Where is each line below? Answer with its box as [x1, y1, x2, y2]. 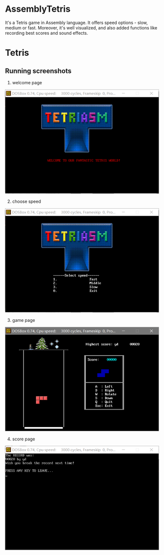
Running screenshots [5, 67, 72, 75]
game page [12, 317, 35, 323]
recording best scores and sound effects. [5, 30, 88, 36]
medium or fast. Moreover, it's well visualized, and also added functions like [5, 24, 158, 30]
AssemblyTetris [5, 3, 71, 15]
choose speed [12, 198, 41, 204]
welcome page [12, 79, 42, 85]
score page [12, 436, 36, 442]
